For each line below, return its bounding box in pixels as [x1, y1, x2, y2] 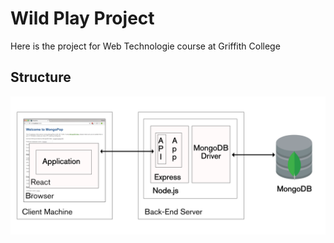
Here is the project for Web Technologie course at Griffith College [10, 40, 281, 52]
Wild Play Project [10, 7, 155, 30]
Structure [10, 69, 72, 86]
